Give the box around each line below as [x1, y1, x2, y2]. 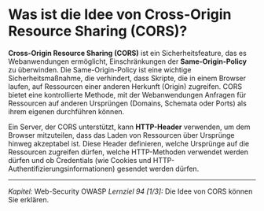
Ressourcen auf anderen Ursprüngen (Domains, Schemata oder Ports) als [8, 98, 247, 108]
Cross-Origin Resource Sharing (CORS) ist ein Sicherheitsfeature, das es [8, 48, 247, 57]
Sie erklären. [8, 194, 49, 204]
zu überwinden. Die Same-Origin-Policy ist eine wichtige [8, 65, 192, 74]
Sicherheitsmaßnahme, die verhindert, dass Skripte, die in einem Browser [8, 73, 246, 83]
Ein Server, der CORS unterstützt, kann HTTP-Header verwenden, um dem [8, 122, 251, 131]
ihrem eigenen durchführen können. [8, 106, 125, 116]
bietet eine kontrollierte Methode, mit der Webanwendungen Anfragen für [8, 90, 247, 99]
